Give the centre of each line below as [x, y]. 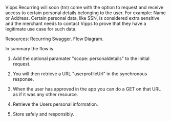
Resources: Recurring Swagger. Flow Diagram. [55, 39]
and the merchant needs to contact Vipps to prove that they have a [76, 23]
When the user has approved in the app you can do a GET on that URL [87, 89]
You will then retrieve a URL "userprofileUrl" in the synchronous [80, 74]
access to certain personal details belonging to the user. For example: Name [86, 13]
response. [23, 79]
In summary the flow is [29, 49]
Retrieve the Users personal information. [55, 104]
